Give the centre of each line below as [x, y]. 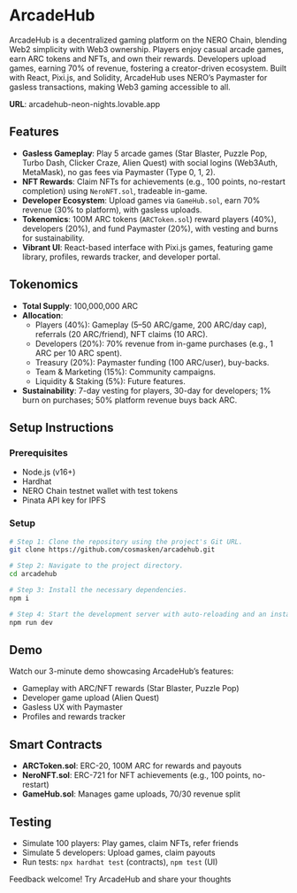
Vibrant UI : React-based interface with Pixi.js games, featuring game [148, 247]
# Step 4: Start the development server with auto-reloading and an [138, 614]
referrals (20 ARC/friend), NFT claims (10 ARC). [122, 334]
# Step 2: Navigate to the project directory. [96, 566]
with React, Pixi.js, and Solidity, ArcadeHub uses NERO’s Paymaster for [138, 77]
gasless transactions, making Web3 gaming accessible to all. [120, 87]
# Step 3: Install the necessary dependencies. [99, 590]
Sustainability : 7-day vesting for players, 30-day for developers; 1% [146, 390]
